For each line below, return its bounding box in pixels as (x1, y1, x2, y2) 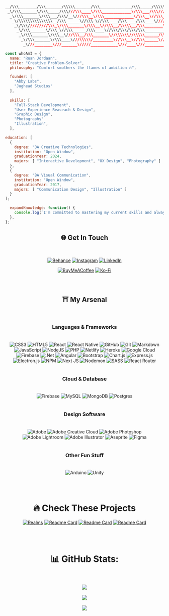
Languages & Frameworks (52, 324, 117, 331)
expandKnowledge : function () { (10, 205, 75, 210)
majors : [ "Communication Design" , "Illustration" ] (14, 187, 127, 192)
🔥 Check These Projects (33, 503, 136, 514)
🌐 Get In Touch (60, 234, 109, 242)
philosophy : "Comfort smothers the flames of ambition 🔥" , (10, 65, 137, 70)
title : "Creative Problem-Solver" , (10, 60, 84, 65)
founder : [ (10, 74, 33, 79)
